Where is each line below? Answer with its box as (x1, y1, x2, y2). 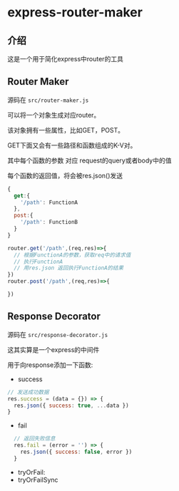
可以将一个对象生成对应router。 (7, 110, 101, 119)
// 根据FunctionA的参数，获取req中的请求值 (14, 251, 131, 259)
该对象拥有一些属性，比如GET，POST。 (7, 125, 125, 134)
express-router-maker (7, 4, 143, 21)
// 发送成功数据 (7, 388, 49, 396)
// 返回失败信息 (14, 435, 56, 443)
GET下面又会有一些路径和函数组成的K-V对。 (7, 140, 137, 150)
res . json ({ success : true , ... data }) (14, 402, 130, 409)
